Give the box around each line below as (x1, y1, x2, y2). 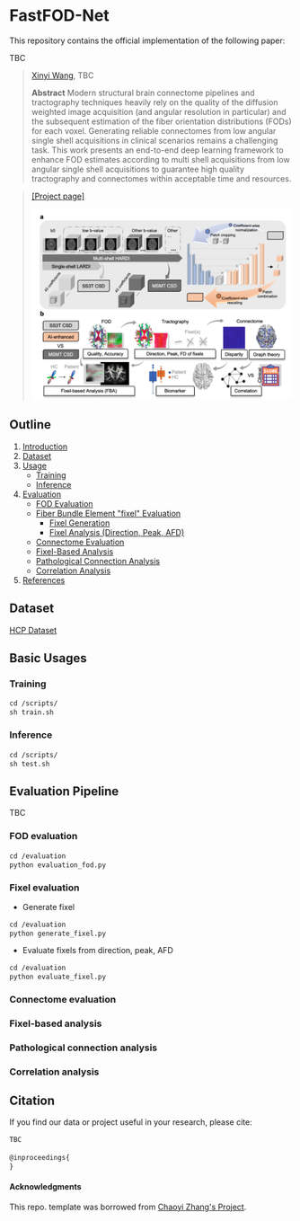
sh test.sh (9, 759, 50, 768)
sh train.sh (9, 708, 54, 717)
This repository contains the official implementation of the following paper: (9, 35, 286, 46)
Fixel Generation (49, 518, 110, 528)
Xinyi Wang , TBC (31, 69, 94, 81)
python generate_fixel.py (9, 929, 106, 938)
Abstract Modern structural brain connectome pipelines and (31, 87, 255, 98)
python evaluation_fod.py (9, 860, 106, 870)
